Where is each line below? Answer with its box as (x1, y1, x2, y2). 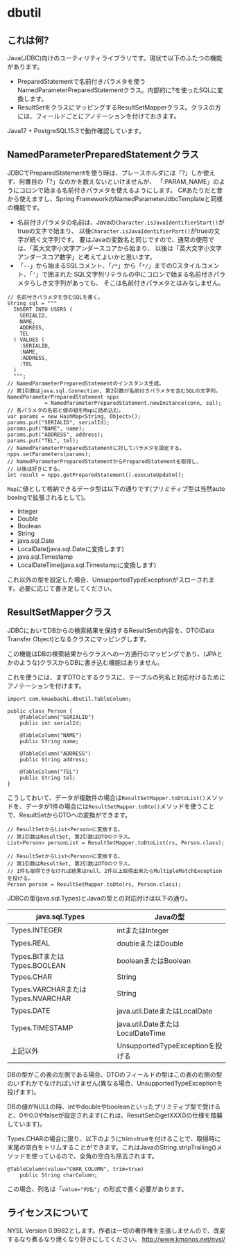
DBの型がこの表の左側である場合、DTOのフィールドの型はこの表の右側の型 (7, 1070, 223, 1079)
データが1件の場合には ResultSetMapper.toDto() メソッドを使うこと (25, 802, 215, 810)
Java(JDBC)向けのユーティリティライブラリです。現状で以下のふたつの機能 (7, 54, 223, 62)
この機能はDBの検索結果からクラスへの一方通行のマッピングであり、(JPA (7, 650, 217, 658)
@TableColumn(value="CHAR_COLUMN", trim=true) (7, 1165, 144, 1172)
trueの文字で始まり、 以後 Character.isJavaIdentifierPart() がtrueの (17, 227, 214, 235)
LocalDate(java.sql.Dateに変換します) (17, 544, 125, 553)
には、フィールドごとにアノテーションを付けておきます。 (17, 112, 180, 120)
